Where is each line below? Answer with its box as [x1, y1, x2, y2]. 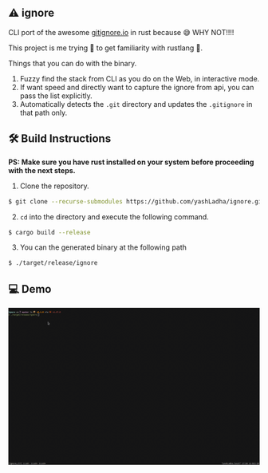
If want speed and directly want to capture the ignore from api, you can [19, 82, 254, 92]
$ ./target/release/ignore [8, 259, 98, 267]
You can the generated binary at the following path [19, 242, 187, 252]
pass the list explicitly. [19, 91, 93, 101]
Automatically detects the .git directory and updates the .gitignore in [19, 99, 253, 108]
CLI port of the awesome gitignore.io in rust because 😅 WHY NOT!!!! [8, 27, 235, 37]
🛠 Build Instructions [8, 132, 112, 146]
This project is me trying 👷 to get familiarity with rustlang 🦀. [8, 43, 203, 53]
